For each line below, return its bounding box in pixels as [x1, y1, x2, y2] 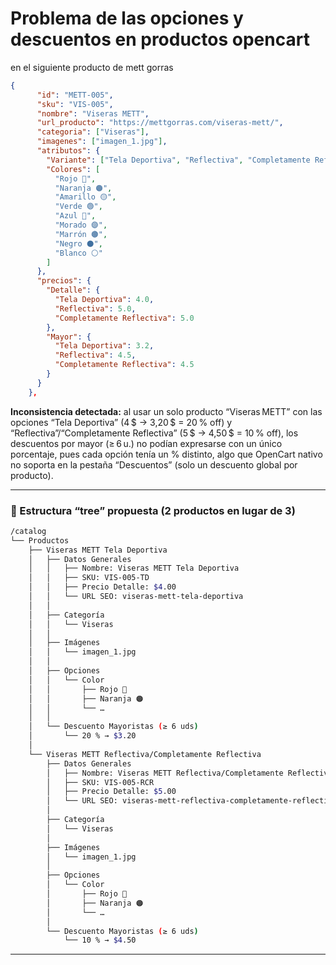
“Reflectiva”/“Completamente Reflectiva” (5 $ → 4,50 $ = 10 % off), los [10, 427, 299, 439]
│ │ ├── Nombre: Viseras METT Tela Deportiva [28, 563, 240, 574]
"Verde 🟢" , [54, 202, 103, 212]
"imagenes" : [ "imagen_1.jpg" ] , [36, 137, 168, 147]
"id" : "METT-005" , [36, 90, 114, 100]
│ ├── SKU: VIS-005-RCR [46, 777, 155, 787]
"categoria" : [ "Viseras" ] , [36, 127, 150, 137]
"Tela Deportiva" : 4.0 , [54, 295, 155, 305]
